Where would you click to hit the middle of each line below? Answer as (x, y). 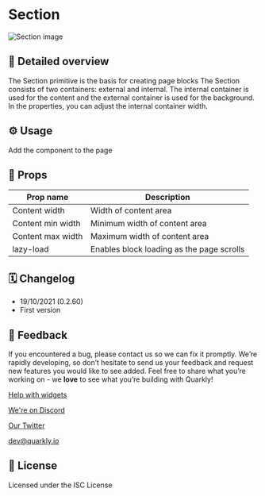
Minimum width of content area (148, 224)
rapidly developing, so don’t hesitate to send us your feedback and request (131, 362)
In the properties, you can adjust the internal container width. (108, 106)
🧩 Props (28, 175)
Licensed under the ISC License (60, 485)
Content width (38, 210)
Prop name (48, 198)
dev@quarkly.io (34, 441)
